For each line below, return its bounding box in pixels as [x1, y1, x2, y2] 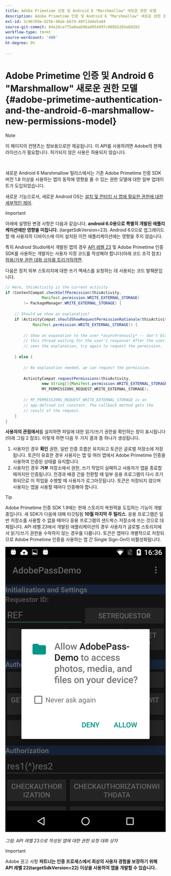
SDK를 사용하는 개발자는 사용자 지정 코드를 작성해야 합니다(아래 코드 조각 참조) [5, 250, 162, 257]
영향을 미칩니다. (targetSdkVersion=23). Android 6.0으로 [26, 227, 142, 233]
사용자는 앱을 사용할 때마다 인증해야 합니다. [12, 484, 99, 490]
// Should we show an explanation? [14, 312, 90, 317]
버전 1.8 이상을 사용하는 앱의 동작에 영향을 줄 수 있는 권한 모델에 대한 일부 [5, 176, 151, 182]
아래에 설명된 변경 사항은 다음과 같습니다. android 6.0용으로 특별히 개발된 [5, 220, 152, 227]
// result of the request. [23, 408, 81, 413]
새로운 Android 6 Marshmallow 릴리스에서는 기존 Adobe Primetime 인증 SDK [5, 169, 161, 176]
